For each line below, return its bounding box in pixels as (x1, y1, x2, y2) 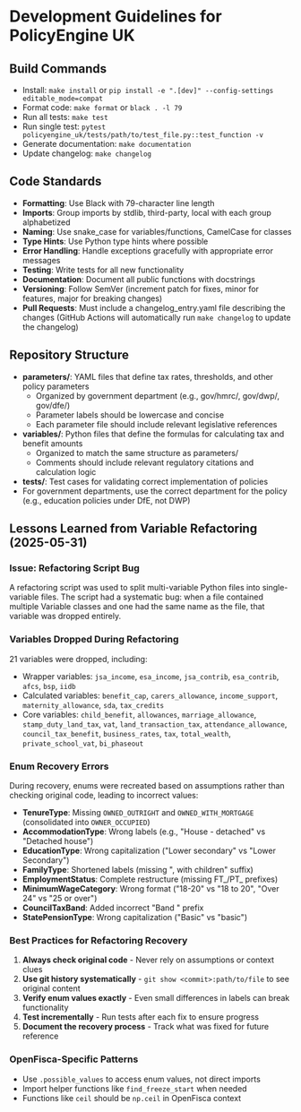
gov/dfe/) (35, 400, 71, 410)
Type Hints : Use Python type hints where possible (21, 236, 209, 246)
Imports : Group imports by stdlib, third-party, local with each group (21, 207, 271, 218)
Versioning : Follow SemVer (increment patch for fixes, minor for (21, 283, 260, 294)
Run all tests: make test (21, 112, 109, 122)
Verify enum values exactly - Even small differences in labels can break (21, 993, 290, 1004)
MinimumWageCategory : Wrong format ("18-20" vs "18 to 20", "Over (21, 883, 279, 893)
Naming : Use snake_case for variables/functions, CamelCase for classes (21, 226, 292, 237)
